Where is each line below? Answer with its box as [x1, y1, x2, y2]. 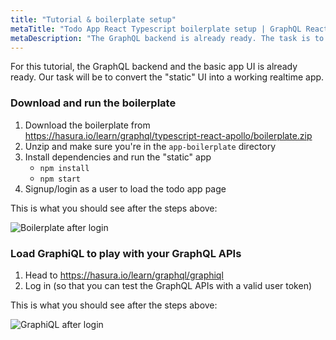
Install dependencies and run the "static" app [24, 151, 212, 163]
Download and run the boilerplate [10, 96, 177, 110]
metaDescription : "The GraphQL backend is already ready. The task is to [10, 33, 325, 43]
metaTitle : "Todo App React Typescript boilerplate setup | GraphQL [10, 24, 302, 34]
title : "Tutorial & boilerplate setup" [10, 14, 177, 25]
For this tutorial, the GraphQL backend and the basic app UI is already [10, 61, 298, 73]
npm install [39, 163, 90, 173]
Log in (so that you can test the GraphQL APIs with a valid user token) [24, 279, 313, 291]
